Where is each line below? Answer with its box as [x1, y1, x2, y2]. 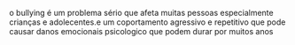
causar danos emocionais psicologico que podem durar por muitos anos [9, 26, 274, 36]
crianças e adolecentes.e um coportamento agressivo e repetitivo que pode [9, 17, 286, 27]
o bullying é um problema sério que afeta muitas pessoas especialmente [9, 8, 274, 18]
